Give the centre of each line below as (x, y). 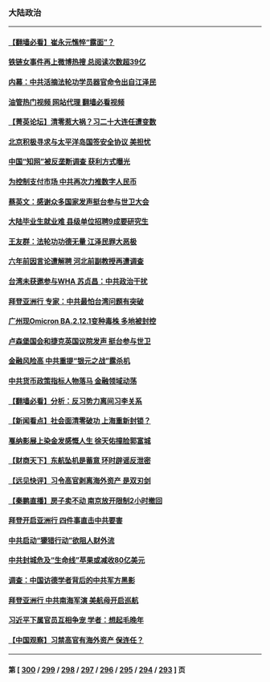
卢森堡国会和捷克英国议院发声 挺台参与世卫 (80, 341)
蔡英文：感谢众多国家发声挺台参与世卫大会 (79, 201)
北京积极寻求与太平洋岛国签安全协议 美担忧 (80, 142)
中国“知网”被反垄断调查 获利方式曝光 (70, 162)
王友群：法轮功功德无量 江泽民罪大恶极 (73, 241)
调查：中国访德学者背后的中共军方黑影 (72, 580)
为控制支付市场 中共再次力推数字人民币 (73, 182)
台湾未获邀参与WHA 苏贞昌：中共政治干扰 (78, 281)
